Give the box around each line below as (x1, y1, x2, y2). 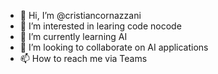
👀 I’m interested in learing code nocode (19, 20, 182, 32)
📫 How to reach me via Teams (19, 53, 148, 64)
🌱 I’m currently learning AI (19, 31, 128, 42)
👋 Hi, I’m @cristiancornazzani (19, 10, 142, 21)
